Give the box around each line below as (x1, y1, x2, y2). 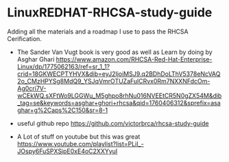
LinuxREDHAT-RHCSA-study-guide (7, 5, 213, 21)
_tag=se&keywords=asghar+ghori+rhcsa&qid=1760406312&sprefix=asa (16, 98, 221, 107)
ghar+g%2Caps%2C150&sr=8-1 (16, 106, 108, 114)
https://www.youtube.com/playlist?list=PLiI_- (16, 139, 144, 148)
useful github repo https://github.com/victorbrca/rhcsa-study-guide (16, 119, 209, 127)
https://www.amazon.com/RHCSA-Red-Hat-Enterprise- (56, 55, 213, 63)
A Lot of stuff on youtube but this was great (16, 132, 141, 141)
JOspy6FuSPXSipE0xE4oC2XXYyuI (16, 147, 118, 155)
